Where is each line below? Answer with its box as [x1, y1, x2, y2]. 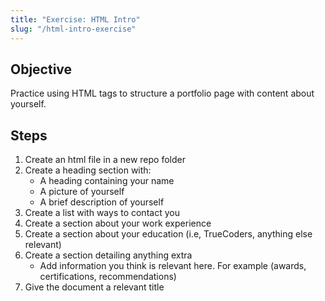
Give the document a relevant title [24, 281, 165, 293]
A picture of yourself [39, 186, 125, 198]
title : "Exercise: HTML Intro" [10, 14, 141, 25]
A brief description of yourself [39, 196, 165, 208]
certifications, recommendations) [39, 271, 177, 283]
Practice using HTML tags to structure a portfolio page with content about [10, 87, 315, 100]
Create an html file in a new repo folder [24, 154, 186, 166]
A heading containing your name [39, 175, 175, 187]
